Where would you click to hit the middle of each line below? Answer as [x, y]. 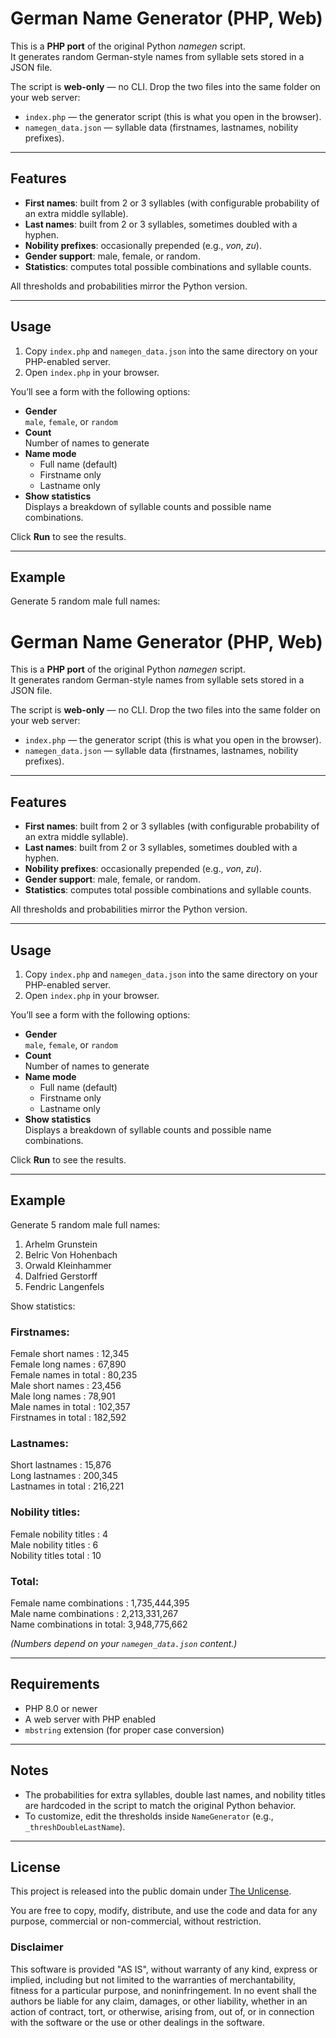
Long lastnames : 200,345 [64, 1476]
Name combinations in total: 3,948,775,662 [99, 1624]
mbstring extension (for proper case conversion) [124, 1729]
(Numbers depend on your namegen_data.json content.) [124, 1643]
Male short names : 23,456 [66, 1386]
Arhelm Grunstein [61, 1244]
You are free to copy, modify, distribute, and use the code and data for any [164, 1911]
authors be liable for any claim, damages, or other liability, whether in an [159, 2001]
